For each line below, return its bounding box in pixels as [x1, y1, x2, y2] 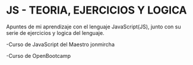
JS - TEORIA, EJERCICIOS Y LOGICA [6, 4, 187, 17]
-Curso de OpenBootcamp [6, 52, 71, 59]
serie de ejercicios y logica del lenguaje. [6, 29, 105, 36]
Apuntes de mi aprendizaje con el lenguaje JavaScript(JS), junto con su [6, 23, 181, 30]
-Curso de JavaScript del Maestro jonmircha [6, 41, 115, 48]
